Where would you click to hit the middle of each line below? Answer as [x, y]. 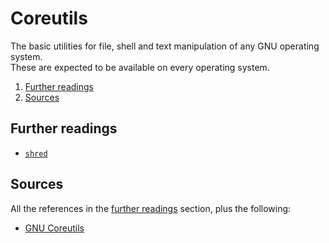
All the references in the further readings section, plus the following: [151, 208]
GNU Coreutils [54, 228]
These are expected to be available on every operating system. [140, 67]
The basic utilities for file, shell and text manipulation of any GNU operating [165, 46]
